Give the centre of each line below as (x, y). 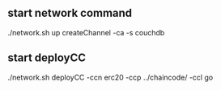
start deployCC (47, 58)
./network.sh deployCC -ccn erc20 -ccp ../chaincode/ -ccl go (110, 77)
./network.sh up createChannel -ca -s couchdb (86, 32)
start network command (70, 13)
